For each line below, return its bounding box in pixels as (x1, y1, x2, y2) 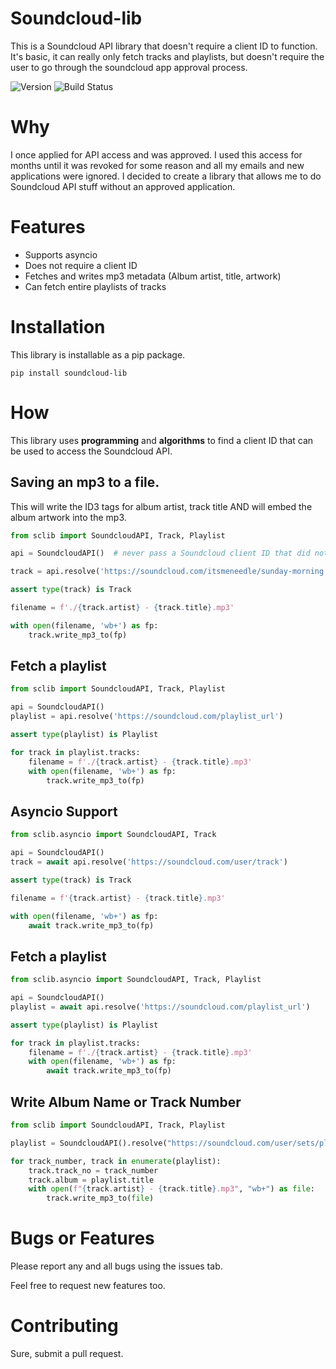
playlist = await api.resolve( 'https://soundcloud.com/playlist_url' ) (10, 1002, 311, 1012)
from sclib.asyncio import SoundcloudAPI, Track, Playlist (10, 975, 262, 985)
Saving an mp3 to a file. (10, 474, 160, 491)
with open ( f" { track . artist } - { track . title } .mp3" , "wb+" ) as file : (28, 1184, 316, 1194)
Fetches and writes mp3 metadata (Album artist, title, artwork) (24, 270, 282, 282)
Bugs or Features (10, 1227, 155, 1250)
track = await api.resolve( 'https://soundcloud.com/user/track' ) (10, 857, 288, 867)
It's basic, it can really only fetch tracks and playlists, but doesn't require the (10, 50, 325, 62)
